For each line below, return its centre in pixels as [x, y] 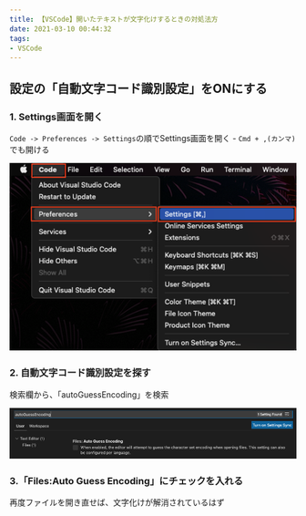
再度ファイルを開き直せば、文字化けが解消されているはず [117, 502]
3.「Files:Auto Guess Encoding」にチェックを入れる [127, 480]
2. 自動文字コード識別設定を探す [81, 373]
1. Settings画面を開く [56, 117]
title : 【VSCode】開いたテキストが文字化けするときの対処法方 [114, 19]
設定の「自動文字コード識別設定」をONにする [138, 88]
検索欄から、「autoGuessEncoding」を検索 [89, 394]
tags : [20, 38]
